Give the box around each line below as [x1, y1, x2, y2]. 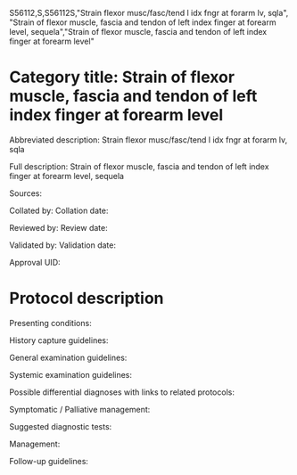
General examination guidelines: [9, 352, 128, 363]
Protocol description [9, 289, 164, 308]
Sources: [9, 187, 43, 199]
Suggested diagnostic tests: [9, 421, 112, 431]
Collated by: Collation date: [9, 205, 109, 216]
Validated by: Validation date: [9, 240, 116, 250]
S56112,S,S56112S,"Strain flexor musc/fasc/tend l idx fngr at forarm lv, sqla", [9, 8, 289, 18]
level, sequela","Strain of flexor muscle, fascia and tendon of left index [9, 27, 268, 37]
